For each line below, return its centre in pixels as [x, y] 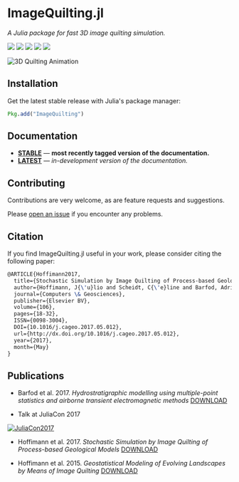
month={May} [32, 347]
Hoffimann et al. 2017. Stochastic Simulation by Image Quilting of [113, 442]
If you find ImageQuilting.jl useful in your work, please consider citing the [115, 253]
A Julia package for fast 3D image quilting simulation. [86, 33]
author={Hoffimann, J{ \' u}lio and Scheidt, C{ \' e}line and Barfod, [116, 287]
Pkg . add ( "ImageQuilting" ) [46, 114]
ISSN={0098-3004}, [41, 321]
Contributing [36, 183]
